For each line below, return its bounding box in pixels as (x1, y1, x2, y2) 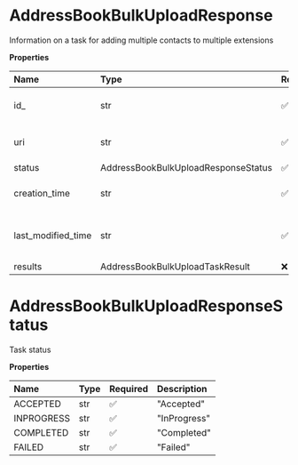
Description (156, 382, 208, 395)
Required (109, 382, 149, 395)
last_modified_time (13, 228, 92, 241)
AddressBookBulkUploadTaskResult (100, 260, 251, 272)
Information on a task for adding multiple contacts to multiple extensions (9, 35, 274, 45)
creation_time (13, 187, 71, 199)
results (13, 260, 43, 272)
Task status (9, 344, 51, 355)
